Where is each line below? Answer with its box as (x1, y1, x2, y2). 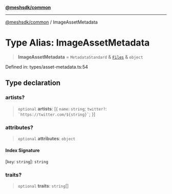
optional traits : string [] (17, 183, 69, 189)
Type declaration (5, 79, 60, 88)
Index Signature (5, 147, 40, 153)
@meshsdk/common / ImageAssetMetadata (5, 19, 98, 25)
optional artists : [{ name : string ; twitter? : (17, 105, 107, 112)
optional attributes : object (17, 135, 76, 141)
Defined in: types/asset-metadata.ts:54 (5, 63, 88, 70)
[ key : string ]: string (5, 159, 49, 165)
